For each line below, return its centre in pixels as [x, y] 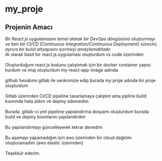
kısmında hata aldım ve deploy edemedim [47, 101]
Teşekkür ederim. [23, 153]
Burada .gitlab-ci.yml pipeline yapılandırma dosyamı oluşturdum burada [77, 112]
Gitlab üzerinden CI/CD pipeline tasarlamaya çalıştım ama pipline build [76, 96]
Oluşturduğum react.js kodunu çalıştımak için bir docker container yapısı [78, 65]
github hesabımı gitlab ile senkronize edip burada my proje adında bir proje [80, 80]
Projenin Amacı [29, 27]
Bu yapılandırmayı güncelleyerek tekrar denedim [54, 127]
